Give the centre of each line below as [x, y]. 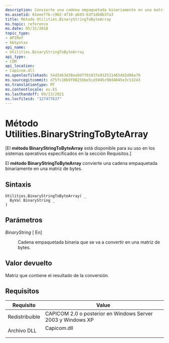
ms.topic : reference [27, 24]
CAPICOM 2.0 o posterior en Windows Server [99, 314]
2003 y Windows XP [69, 320]
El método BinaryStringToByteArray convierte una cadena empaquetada [81, 163]
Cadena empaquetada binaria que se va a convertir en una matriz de [89, 242]
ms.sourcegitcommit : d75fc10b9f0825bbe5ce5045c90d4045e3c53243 [73, 80]
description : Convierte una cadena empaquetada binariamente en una [78, 10]
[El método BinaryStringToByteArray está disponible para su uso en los [80, 148]
